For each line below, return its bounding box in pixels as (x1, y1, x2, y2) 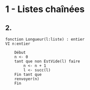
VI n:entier (5, 41, 30, 46)
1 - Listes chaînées (5, 4, 85, 15)
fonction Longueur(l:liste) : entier (5, 37, 85, 42)
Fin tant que (14, 72, 42, 77)
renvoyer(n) (14, 76, 39, 81)
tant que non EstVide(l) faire (14, 59, 80, 64)
